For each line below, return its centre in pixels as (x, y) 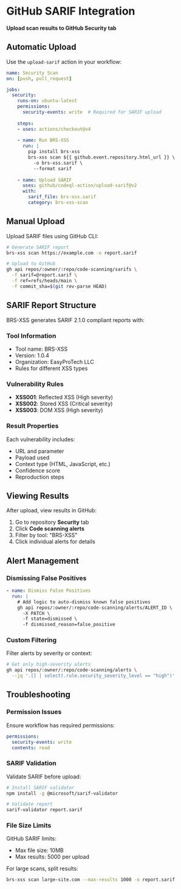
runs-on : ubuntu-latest (47, 101)
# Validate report (29, 804)
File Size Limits (29, 826)
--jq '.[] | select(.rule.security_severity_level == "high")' (93, 676)
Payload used (32, 458)
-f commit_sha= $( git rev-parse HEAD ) (60, 286)
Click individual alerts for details (55, 541)
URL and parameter (39, 451)
